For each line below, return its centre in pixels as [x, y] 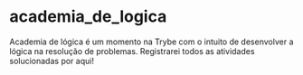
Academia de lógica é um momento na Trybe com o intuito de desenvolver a [151, 42]
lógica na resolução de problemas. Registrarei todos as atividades [132, 51]
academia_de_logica [88, 17]
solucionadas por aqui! [52, 61]
